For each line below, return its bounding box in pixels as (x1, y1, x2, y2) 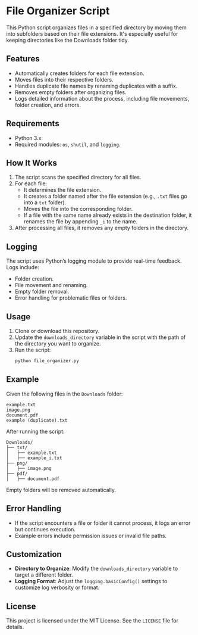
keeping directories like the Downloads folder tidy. (6, 36, 129, 43)
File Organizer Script (6, 4, 110, 18)
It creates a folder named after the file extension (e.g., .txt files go (23, 192, 187, 200)
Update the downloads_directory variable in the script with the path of (14, 334, 186, 341)
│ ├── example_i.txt (6, 455, 62, 461)
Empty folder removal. (14, 288, 70, 295)
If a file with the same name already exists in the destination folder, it (23, 211, 192, 219)
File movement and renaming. (14, 282, 88, 289)
